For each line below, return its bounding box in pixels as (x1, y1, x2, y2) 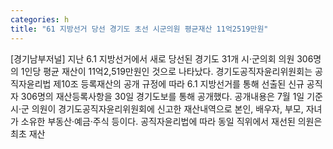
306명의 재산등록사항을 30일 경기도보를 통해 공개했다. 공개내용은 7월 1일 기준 (20, 90, 323, 102)
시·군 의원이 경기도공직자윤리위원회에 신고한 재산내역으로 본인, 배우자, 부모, (10, 102, 304, 115)
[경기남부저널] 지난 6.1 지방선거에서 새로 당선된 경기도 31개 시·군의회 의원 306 (10, 52, 314, 65)
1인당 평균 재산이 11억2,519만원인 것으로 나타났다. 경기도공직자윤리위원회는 (20, 65, 313, 77)
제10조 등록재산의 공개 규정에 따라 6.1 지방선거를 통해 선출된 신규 (53, 77, 305, 90)
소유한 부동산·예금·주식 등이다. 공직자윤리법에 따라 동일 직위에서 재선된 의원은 (20, 115, 323, 127)
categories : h (10, 14, 70, 25)
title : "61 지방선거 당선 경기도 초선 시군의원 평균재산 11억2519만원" (10, 24, 269, 34)
